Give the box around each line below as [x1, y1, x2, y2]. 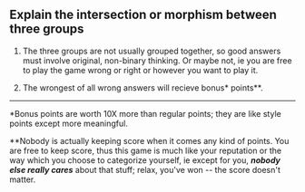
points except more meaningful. [9, 118, 129, 129]
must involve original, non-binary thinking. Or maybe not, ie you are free [22, 54, 292, 66]
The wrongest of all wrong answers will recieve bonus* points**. [22, 82, 263, 93]
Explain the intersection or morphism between [9, 7, 277, 23]
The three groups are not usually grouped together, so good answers [22, 45, 281, 56]
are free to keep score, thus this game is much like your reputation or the [9, 145, 282, 156]
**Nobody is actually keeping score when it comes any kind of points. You [9, 135, 290, 146]
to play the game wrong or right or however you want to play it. [22, 64, 259, 75]
